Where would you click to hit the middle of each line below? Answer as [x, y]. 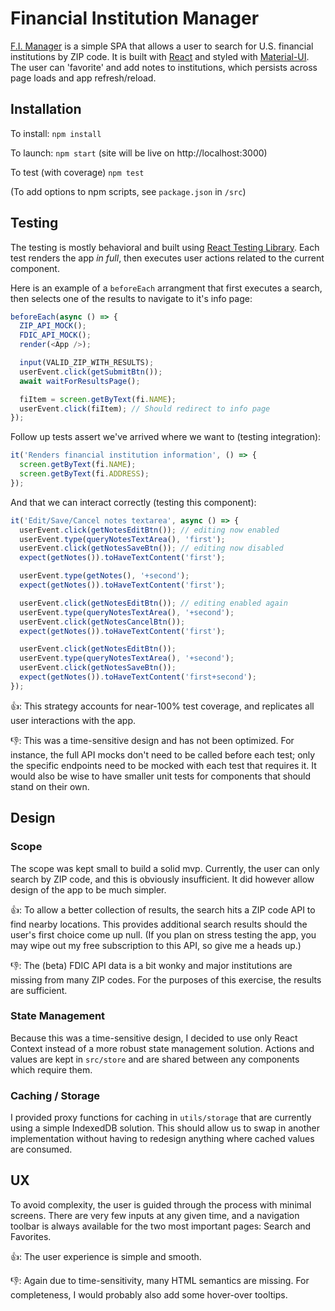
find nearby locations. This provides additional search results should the [159, 924]
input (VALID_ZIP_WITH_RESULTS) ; [87, 363]
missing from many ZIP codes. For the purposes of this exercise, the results [166, 979]
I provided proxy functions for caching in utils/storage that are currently [161, 1118]
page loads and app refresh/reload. [83, 78]
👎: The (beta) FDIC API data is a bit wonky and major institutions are [151, 965]
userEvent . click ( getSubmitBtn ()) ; [91, 372]
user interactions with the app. [73, 720]
